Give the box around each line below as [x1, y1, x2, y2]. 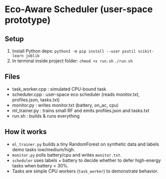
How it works [5, 128, 47, 136]
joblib [25, 53, 40, 58]
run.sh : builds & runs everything [12, 113, 80, 119]
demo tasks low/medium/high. [12, 146, 75, 153]
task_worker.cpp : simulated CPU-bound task [12, 86, 106, 92]
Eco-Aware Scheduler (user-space [5, 4, 153, 15]
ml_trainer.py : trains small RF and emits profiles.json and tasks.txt [12, 108, 149, 114]
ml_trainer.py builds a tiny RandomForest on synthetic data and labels [12, 141, 159, 147]
